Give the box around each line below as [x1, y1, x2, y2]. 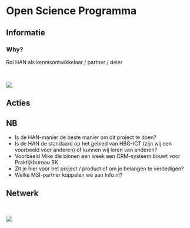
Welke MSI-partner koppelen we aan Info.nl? [14, 171, 123, 179]
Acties [6, 98, 31, 108]
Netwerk [6, 189, 39, 199]
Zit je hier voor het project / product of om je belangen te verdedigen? [14, 165, 184, 172]
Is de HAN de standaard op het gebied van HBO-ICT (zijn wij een [14, 140, 172, 147]
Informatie [6, 28, 45, 38]
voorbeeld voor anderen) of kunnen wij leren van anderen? [14, 146, 158, 154]
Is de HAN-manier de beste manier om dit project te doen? [14, 134, 157, 141]
